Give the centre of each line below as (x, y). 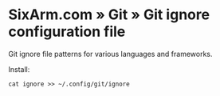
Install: (19, 69)
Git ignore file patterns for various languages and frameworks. (110, 54)
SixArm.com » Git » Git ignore (109, 15)
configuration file (67, 32)
